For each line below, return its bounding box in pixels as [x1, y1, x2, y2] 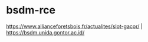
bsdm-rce [6, 3, 56, 17]
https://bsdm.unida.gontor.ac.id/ [6, 29, 85, 36]
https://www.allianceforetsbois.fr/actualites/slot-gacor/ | [6, 23, 143, 30]
